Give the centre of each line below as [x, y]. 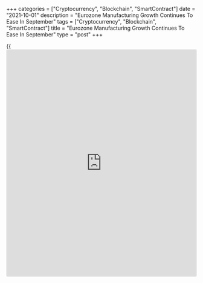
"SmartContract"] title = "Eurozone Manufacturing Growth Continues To [95, 28]
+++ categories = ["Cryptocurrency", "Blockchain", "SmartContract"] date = [101, 9]
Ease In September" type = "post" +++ [55, 35]
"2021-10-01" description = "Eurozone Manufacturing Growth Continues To [100, 15]
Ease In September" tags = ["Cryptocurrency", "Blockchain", [82, 22]
